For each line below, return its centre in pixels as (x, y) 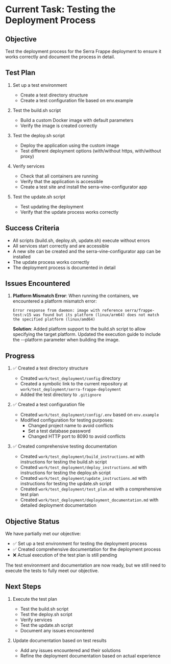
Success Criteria (32, 228)
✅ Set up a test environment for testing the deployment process (80, 544)
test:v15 (22, 315)
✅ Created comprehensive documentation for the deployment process (87, 549)
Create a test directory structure (54, 95)
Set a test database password (59, 431)
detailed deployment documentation (58, 505)
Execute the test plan (35, 599)
